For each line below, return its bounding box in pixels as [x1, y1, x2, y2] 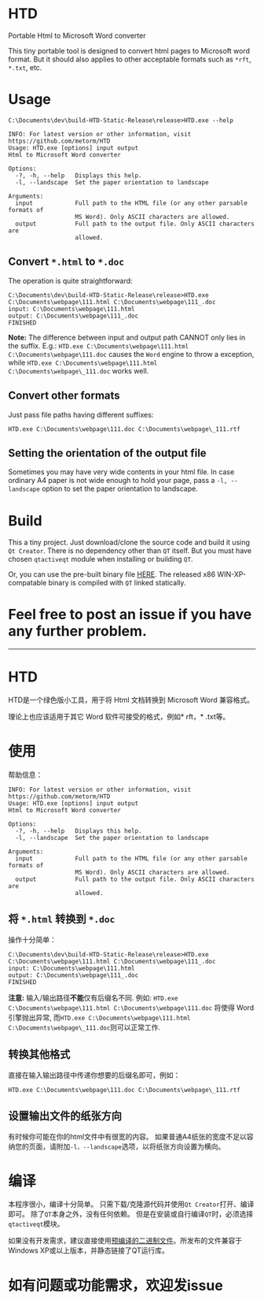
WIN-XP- [217, 570, 246, 579]
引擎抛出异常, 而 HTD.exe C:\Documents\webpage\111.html [8, 1012, 191, 1022]
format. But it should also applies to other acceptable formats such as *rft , [8, 54, 251, 64]
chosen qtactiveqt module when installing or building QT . [8, 555, 193, 564]
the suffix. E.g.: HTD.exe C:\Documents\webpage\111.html [8, 340, 189, 351]
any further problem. [8, 622, 148, 641]
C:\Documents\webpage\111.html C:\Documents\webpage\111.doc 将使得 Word [8, 1002, 255, 1012]
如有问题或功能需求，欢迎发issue [8, 1276, 224, 1294]
